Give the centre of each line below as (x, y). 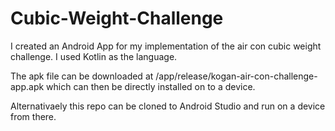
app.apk (27, 86)
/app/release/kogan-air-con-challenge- (236, 76)
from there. (33, 116)
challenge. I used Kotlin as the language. (94, 56)
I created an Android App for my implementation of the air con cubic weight (166, 46)
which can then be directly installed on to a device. (151, 86)
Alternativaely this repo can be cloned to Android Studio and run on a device (168, 106)
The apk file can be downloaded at (82, 76)
